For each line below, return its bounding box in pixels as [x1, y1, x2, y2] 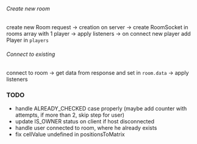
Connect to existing [6, 50, 56, 58]
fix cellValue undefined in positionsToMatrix [15, 131, 125, 138]
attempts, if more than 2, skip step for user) [15, 111, 125, 118]
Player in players [6, 36, 49, 44]
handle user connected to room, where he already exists [15, 124, 157, 131]
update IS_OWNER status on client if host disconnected [15, 117, 154, 125]
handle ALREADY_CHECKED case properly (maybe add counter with [15, 105, 187, 112]
